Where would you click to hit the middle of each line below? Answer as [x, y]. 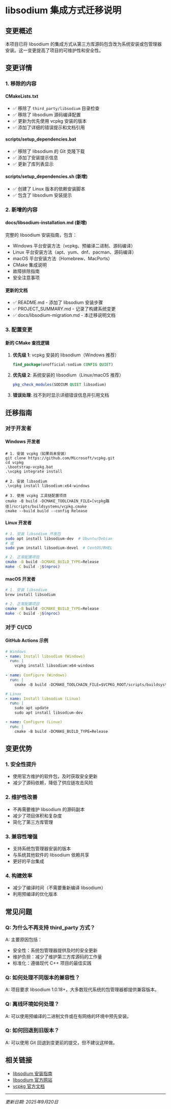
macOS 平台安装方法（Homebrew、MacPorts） [63, 259]
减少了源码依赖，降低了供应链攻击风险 [53, 783]
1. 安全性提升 [21, 764]
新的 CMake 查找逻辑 [27, 343]
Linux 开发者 [19, 523]
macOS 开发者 [20, 579]
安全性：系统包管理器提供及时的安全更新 [55, 950]
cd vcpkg [15, 462]
